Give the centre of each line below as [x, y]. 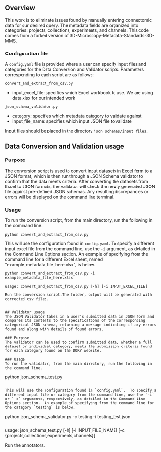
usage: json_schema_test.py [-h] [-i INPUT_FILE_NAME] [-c [65, 430]
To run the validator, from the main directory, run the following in [79, 364]
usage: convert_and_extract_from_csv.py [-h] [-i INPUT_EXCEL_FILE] [76, 287]
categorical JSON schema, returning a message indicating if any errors [81, 325]
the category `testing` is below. [40, 408]
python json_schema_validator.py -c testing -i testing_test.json [68, 417]
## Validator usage [25, 312]
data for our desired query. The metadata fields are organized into [72, 25]
